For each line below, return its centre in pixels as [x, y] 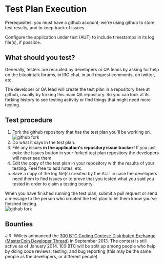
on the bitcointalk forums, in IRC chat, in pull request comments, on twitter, [80, 75]
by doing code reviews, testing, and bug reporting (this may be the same [78, 251]
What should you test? [40, 58]
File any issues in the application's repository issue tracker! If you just [84, 147]
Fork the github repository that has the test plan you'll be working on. [82, 132]
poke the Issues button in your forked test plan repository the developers [85, 153]
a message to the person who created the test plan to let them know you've [81, 198]
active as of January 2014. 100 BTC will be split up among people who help [81, 246]
